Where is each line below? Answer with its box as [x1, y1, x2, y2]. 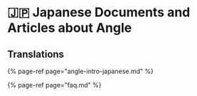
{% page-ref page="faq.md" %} [7, 81, 102, 89]
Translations [7, 48, 65, 60]
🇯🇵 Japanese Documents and [7, 4, 191, 21]
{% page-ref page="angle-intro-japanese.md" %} [7, 67, 154, 75]
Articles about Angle [7, 20, 132, 36]
